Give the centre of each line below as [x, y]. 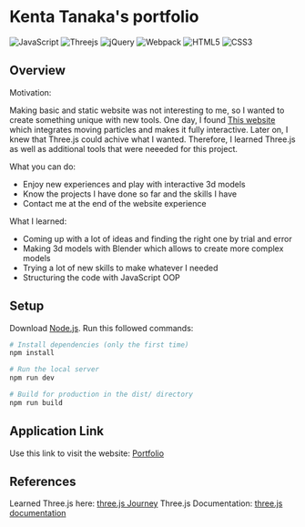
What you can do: [42, 167]
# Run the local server [55, 370]
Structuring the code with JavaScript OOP [101, 277]
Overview [38, 71]
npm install [32, 353]
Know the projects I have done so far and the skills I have [130, 194]
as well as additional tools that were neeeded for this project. [124, 148]
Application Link [57, 431]
